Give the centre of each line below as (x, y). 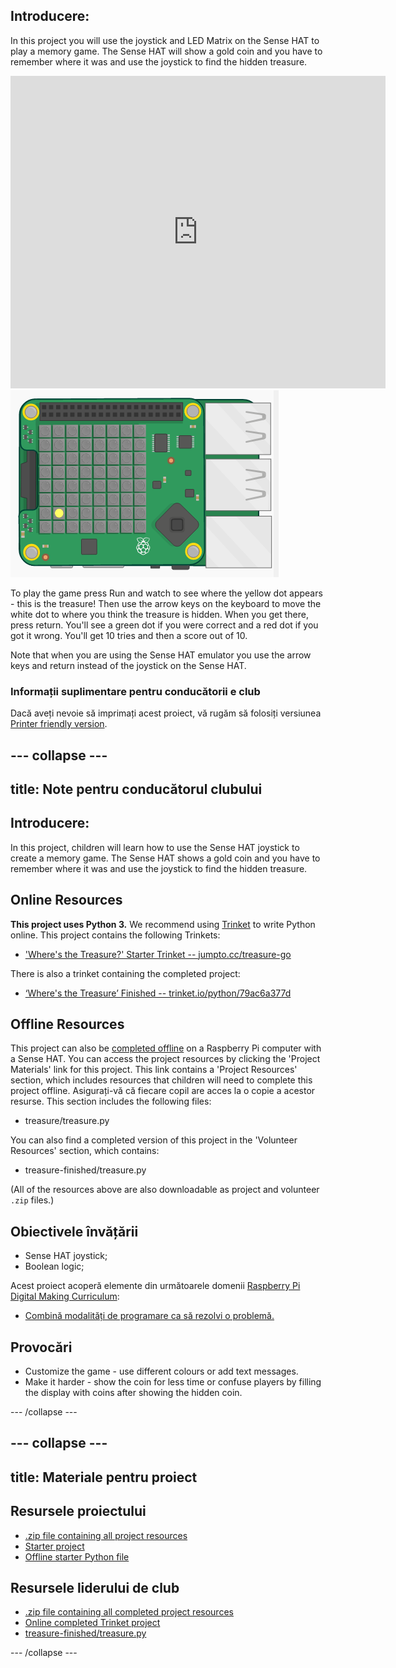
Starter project (54, 1546)
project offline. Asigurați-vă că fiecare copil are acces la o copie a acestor (163, 1091)
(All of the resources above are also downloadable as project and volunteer (165, 1190)
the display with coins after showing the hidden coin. (133, 1392)
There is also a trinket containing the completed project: (125, 973)
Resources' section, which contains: (85, 1151)
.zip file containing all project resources (106, 1535)
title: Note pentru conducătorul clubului (136, 789)
